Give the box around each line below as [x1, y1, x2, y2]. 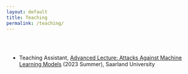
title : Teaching [6, 15, 48, 21]
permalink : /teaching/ [6, 20, 64, 26]
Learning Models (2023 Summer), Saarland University [19, 61, 156, 68]
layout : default [6, 8, 48, 15]
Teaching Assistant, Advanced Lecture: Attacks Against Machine [19, 54, 182, 61]
